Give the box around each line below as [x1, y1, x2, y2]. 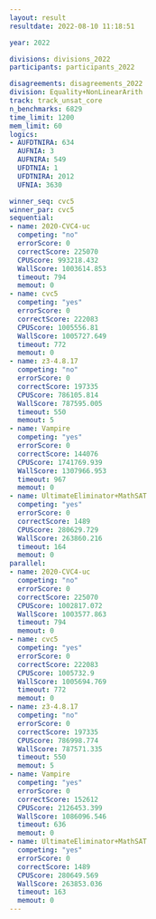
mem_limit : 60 [9, 121, 63, 131]
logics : [9, 130, 39, 139]
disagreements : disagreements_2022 [9, 79, 143, 89]
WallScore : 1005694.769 [17, 677, 106, 686]
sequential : [9, 214, 54, 223]
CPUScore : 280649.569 [17, 871, 99, 880]
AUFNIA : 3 [17, 147, 54, 156]
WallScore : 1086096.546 [17, 812, 106, 821]
